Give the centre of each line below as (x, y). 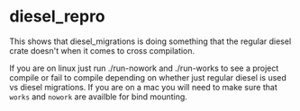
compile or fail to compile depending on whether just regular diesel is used (148, 77)
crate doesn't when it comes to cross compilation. (102, 50)
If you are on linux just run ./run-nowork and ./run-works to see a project (144, 68)
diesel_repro (57, 17)
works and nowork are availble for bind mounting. (98, 97)
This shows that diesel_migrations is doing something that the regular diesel (150, 41)
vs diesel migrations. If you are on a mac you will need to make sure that (143, 87)
